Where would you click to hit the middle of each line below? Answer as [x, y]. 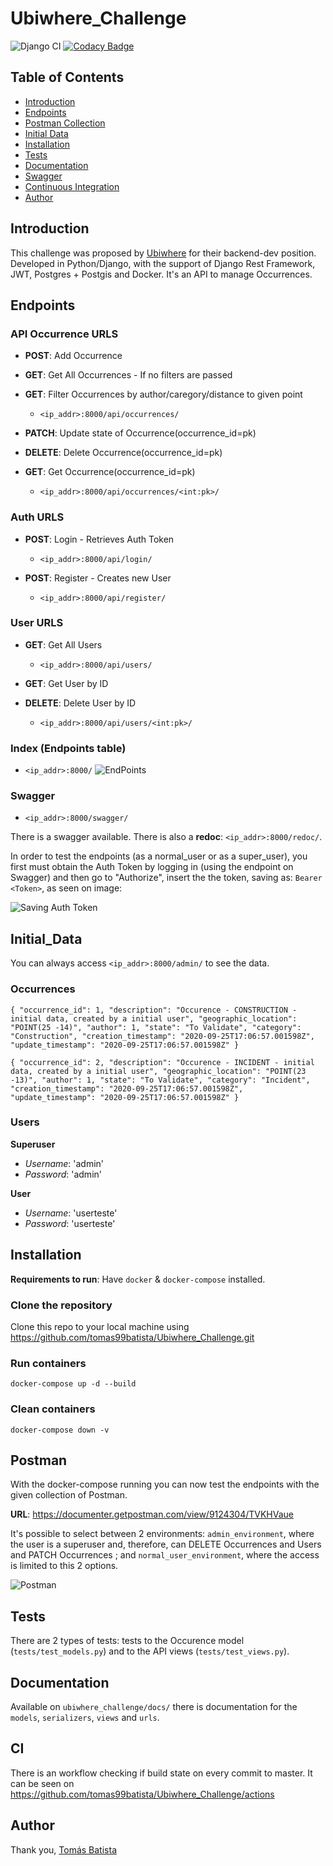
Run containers [48, 1363]
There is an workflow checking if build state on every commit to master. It [161, 1773]
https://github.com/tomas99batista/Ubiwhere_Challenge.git [132, 1337]
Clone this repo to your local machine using [100, 1326]
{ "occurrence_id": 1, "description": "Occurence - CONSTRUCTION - [154, 1010]
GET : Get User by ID [66, 683]
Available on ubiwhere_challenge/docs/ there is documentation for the [154, 1706]
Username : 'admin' [64, 1163]
